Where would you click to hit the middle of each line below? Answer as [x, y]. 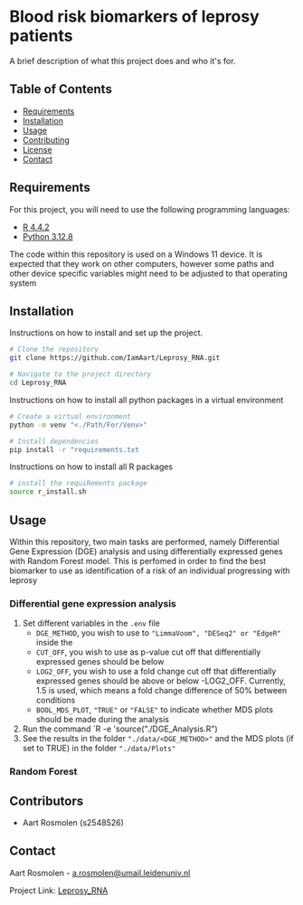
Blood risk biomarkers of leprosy [134, 17]
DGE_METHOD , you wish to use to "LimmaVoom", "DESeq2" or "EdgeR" [159, 633]
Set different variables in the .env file [91, 623]
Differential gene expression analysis [93, 603]
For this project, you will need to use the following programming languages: [150, 209]
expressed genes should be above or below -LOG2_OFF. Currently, [161, 681]
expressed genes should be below [100, 662]
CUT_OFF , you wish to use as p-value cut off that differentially [148, 652]
